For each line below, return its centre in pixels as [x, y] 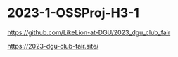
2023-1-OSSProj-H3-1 [73, 13]
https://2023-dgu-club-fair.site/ [53, 46]
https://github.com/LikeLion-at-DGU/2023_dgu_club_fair [89, 32]
